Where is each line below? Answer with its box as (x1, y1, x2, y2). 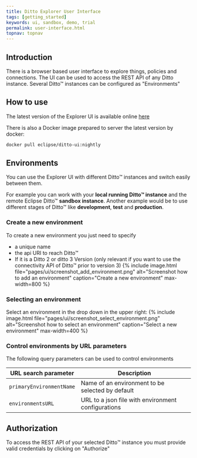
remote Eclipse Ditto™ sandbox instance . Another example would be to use (6, 197, 188, 204)
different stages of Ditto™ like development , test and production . (6, 204, 164, 211)
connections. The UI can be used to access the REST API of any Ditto (6, 74, 174, 81)
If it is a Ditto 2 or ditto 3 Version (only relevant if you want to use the (14, 255, 181, 262)
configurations (81, 403, 121, 412)
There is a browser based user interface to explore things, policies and (6, 68, 177, 75)
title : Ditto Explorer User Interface (6, 8, 101, 15)
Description (117, 369, 151, 378)
